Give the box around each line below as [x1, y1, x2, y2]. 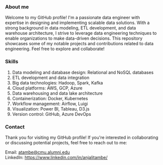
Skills [5, 58, 19, 65]
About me [5, 3, 29, 10]
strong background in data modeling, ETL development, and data [5, 25, 136, 31]
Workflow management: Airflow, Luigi [12, 101, 88, 107]
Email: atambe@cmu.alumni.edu [5, 149, 70, 155]
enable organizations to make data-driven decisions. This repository [5, 35, 143, 41]
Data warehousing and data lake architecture [12, 90, 103, 96]
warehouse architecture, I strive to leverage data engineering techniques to [5, 30, 157, 36]
